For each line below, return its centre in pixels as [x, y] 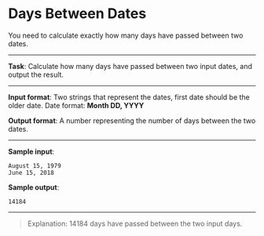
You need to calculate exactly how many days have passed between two [126, 35]
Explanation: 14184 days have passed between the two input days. [135, 223]
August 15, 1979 [35, 165]
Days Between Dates [77, 14]
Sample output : [34, 187]
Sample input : [31, 151]
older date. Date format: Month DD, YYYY [76, 105]
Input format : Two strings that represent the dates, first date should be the [129, 97]
